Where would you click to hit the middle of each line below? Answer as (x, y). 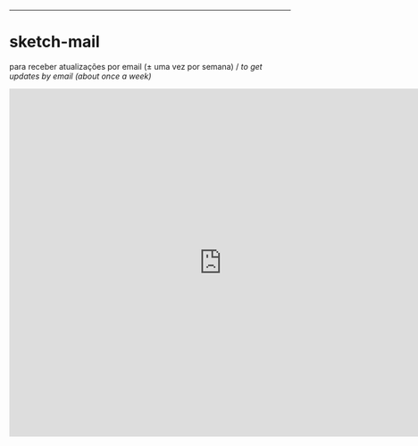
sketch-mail (54, 42)
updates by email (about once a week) (80, 76)
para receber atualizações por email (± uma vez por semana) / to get (136, 66)
